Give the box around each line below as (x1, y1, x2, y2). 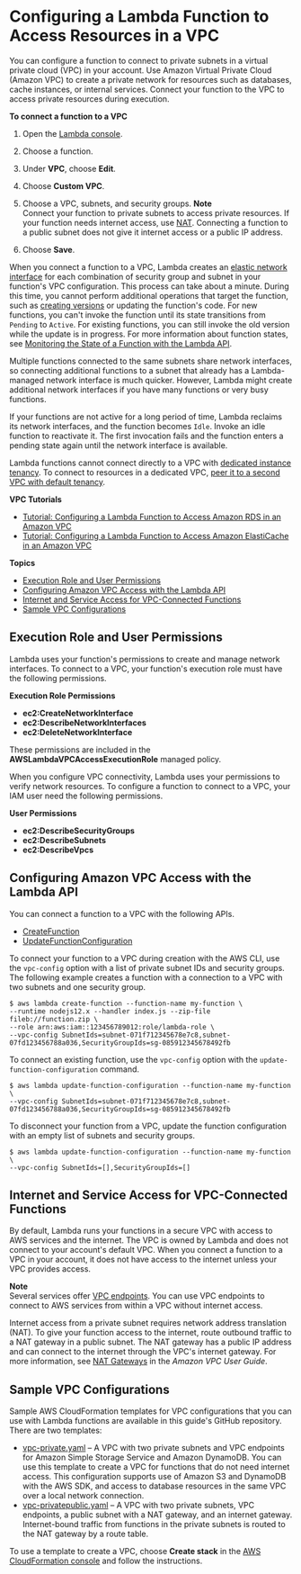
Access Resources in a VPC (9, 25, 220, 46)
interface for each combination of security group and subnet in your (9, 271, 261, 282)
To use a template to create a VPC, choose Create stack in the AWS (9, 1546, 261, 1557)
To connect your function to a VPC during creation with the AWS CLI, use (9, 952, 280, 964)
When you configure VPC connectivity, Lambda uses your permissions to (9, 771, 280, 782)
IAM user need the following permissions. (9, 790, 164, 801)
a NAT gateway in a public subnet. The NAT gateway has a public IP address (9, 1336, 292, 1347)
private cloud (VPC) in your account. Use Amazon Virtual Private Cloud (9, 65, 272, 76)
